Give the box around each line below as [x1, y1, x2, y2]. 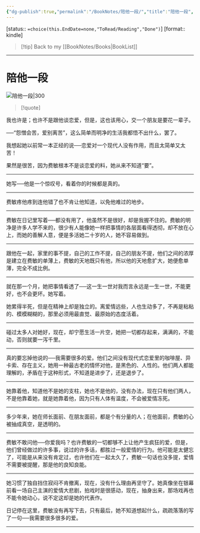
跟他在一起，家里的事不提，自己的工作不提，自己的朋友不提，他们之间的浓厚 [6, 250, 194, 257]
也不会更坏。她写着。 [16, 290, 69, 297]
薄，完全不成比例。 [6, 264, 54, 272]
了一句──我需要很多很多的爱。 [6, 514, 82, 521]
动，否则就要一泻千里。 [6, 336, 64, 343]
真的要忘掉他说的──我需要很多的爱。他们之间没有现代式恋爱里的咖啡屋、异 [6, 354, 191, 361]
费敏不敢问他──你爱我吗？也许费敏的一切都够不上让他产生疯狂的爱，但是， [6, 438, 191, 445]
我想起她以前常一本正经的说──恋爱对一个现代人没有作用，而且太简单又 [6, 141, 180, 149]
